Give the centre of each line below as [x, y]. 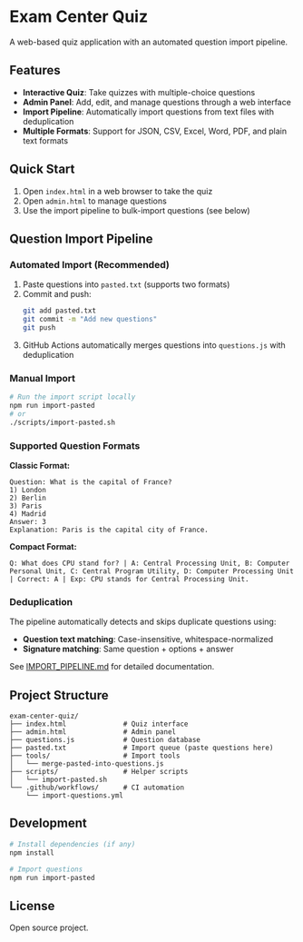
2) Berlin [28, 498]
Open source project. [49, 927]
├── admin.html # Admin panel [93, 732]
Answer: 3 [28, 521]
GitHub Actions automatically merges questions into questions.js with [154, 345]
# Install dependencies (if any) [73, 844]
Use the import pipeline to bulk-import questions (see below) [137, 210]
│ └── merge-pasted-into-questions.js [87, 764]
